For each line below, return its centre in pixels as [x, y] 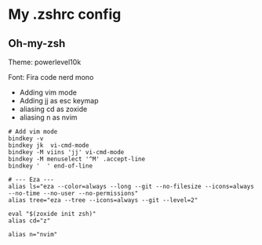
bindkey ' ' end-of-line [50, 166]
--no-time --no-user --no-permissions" [73, 193]
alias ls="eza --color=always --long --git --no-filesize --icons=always [131, 186]
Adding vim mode [48, 92]
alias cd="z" [29, 221]
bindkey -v [26, 139]
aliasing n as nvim [48, 117]
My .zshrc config [65, 14]
